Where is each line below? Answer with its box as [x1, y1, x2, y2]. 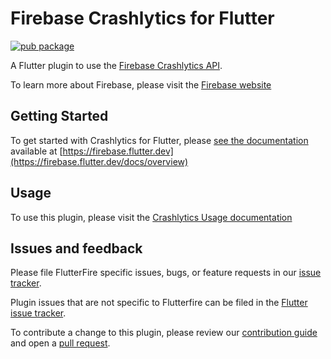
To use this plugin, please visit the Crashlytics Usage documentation [10, 211, 293, 223]
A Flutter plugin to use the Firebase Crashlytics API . [10, 59, 223, 71]
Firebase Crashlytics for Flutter [10, 7, 275, 30]
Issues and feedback [10, 240, 143, 257]
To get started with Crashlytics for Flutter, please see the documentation [10, 134, 309, 146]
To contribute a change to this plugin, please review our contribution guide [10, 327, 318, 339]
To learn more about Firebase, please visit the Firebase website [10, 78, 272, 91]
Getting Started [10, 108, 109, 125]
